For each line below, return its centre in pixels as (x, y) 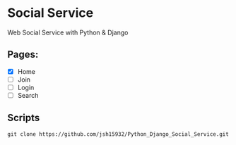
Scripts (24, 118)
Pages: (23, 55)
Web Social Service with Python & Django (68, 32)
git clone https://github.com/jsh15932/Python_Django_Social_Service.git (118, 134)
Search (28, 95)
